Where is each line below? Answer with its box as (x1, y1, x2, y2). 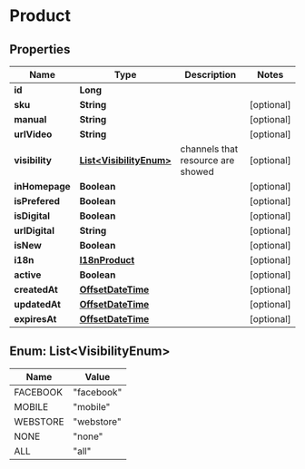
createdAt (14, 283, 59, 296)
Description (184, 69, 237, 81)
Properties (9, 42, 71, 57)
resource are (180, 154, 235, 166)
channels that (180, 142, 239, 155)
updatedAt (14, 298, 62, 310)
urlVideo (14, 128, 53, 141)
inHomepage (14, 181, 71, 192)
